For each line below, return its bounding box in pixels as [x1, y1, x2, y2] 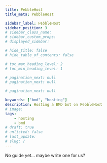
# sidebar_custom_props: [5, 35, 56, 40]
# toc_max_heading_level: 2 [5, 61, 63, 67]
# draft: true [5, 125, 35, 130]
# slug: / [5, 139, 26, 144]
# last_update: [5, 134, 36, 139]
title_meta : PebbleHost [5, 12, 54, 17]
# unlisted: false [5, 129, 43, 135]
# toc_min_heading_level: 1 [5, 66, 63, 71]
